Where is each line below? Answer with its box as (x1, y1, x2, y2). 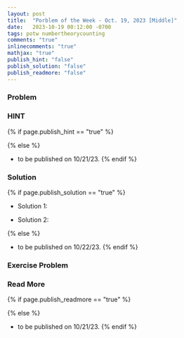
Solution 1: (17, 202, 48, 211)
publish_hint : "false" (7, 56, 74, 63)
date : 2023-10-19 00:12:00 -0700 (7, 23, 112, 30)
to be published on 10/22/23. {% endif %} (17, 243, 138, 251)
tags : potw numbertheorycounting (7, 30, 105, 37)
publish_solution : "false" (7, 63, 86, 70)
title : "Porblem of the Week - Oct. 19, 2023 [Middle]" (7, 17, 178, 24)
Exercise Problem (7, 260, 69, 270)
